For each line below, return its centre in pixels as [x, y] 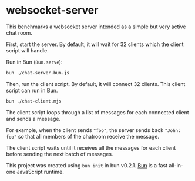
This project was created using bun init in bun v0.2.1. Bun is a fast [87, 165]
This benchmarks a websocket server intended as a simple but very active [96, 27]
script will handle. [27, 50]
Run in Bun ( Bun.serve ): [34, 62]
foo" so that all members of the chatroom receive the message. [83, 136]
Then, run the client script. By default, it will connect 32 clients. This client [96, 84]
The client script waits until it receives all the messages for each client [91, 147]
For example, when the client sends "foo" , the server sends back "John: [93, 130]
